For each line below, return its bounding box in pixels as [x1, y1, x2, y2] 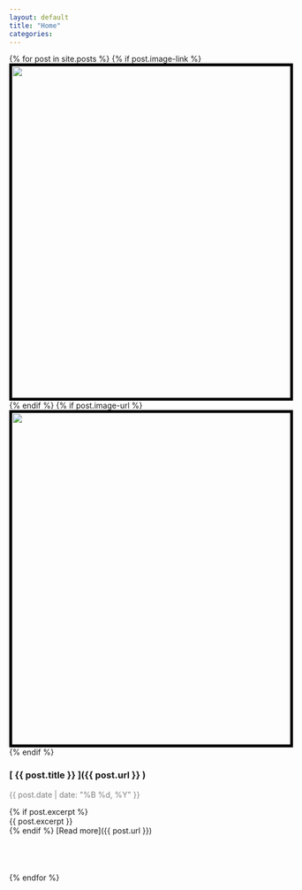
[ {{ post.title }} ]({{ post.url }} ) [9, 769, 147, 781]
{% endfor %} [9, 872, 60, 883]
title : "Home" [9, 21, 62, 30]
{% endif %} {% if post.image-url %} [9, 400, 143, 411]
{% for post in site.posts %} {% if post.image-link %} [9, 54, 201, 65]
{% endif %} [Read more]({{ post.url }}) [9, 825, 153, 836]
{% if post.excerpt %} [9, 806, 88, 817]
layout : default [9, 12, 69, 22]
